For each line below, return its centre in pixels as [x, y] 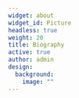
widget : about [31, 15]
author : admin [31, 60]
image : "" [38, 81]
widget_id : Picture [40, 23]
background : [35, 74]
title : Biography [36, 45]
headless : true [33, 30]
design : [21, 67]
